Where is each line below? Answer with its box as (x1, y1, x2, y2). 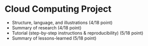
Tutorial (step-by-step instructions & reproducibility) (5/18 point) (11, 30, 144, 36)
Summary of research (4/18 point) (11, 24, 82, 30)
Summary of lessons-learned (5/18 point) (11, 35, 97, 41)
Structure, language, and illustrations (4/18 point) (11, 20, 113, 25)
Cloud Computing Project (4, 3, 112, 15)
